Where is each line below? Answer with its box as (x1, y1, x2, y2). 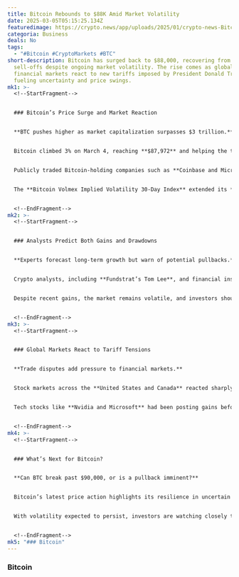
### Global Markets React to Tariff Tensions (14, 346, 152, 353)
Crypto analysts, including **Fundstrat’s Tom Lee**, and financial (14, 276, 221, 283)
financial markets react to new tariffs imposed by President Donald (14, 70, 224, 77)
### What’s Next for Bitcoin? (14, 455, 103, 463)
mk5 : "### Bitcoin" (7, 538, 65, 546)
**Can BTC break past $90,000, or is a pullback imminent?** (14, 474, 199, 482)
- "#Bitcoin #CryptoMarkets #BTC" (14, 51, 116, 58)
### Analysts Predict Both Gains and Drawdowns (14, 237, 158, 245)
